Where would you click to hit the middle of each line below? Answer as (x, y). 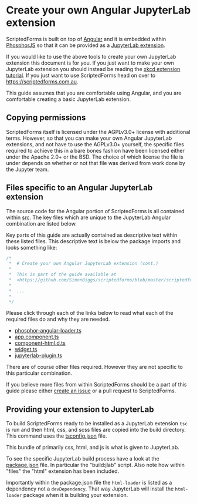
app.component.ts (37, 337)
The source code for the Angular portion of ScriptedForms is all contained (95, 211)
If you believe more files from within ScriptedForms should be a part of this (96, 385)
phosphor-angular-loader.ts (48, 331)
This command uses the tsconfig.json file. (57, 436)
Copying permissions (46, 118)
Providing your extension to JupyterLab (80, 409)
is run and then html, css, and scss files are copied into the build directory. (96, 430)
